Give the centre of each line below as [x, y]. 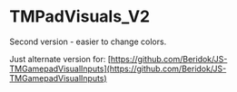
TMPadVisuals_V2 [80, 17]
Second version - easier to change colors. [88, 41]
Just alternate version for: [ [60, 59]
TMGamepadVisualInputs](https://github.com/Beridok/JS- [118, 69]
